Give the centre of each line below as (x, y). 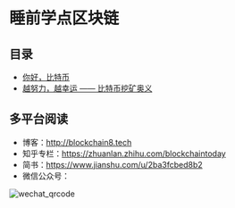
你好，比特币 (46, 77)
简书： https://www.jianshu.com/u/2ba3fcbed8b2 (112, 164)
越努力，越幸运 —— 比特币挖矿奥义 (87, 88)
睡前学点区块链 (64, 18)
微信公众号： (46, 176)
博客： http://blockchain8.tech (77, 142)
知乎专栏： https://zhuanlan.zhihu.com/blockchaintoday (124, 154)
